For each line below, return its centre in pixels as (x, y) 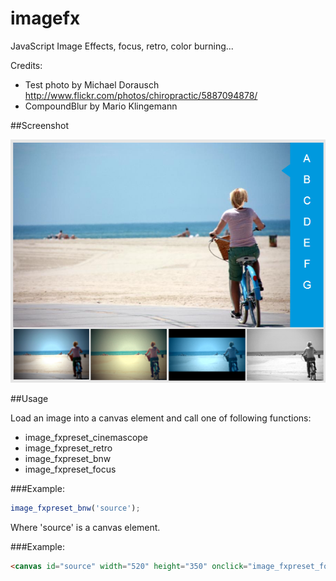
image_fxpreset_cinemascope (86, 438)
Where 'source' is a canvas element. (85, 527)
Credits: (26, 65)
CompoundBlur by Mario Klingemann (101, 106)
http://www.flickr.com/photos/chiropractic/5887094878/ (141, 95)
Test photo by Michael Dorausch (92, 84)
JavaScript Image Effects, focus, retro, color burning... (122, 46)
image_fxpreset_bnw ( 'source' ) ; (75, 508)
